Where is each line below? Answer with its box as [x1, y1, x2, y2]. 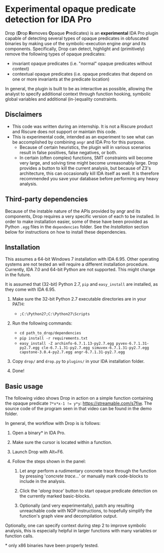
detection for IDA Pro [5, 14, 92, 25]
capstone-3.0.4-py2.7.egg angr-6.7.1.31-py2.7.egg [19, 350, 125, 355]
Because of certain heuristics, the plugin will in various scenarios [19, 144, 151, 150]
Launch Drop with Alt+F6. [12, 449, 64, 455]
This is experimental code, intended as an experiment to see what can [12, 134, 154, 139]
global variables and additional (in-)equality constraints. [5, 96, 117, 102]
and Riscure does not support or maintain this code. [12, 129, 117, 135]
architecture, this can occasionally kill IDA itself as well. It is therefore [19, 170, 159, 176]
